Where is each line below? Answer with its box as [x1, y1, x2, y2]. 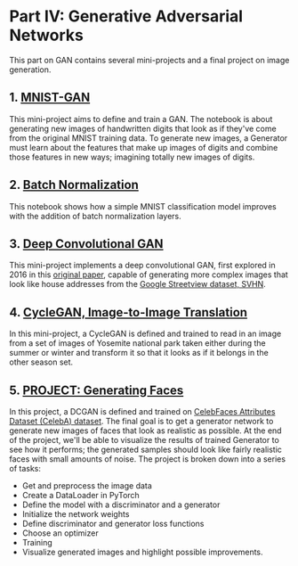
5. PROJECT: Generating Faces [9, 382, 184, 398]
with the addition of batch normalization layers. [9, 210, 182, 221]
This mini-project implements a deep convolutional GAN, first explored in [9, 260, 276, 271]
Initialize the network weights [21, 509, 130, 519]
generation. [9, 64, 52, 75]
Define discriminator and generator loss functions [21, 519, 205, 529]
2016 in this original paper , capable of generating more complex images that [9, 269, 289, 280]
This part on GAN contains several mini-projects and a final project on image [9, 54, 290, 65]
